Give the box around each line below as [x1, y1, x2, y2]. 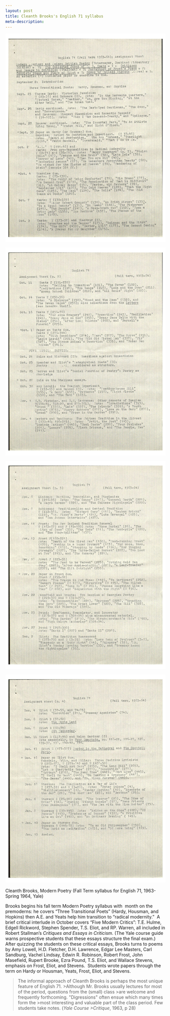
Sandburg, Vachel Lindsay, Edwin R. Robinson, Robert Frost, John [5, 952, 143, 958]
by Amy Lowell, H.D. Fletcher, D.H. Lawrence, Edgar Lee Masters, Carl [5, 947, 152, 953]
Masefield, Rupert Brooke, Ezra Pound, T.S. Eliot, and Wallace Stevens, [5, 957, 154, 963]
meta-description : [5, 19, 44, 24]
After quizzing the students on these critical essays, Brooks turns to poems [5, 941, 163, 947]
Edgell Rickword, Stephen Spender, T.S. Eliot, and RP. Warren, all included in [5, 925, 165, 931]
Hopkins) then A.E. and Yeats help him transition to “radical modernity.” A [5, 914, 160, 920]
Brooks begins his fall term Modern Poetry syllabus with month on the [5, 903, 153, 909]
